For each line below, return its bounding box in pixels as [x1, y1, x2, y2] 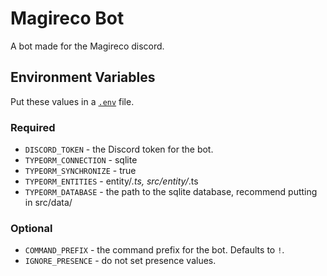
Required [10, 120, 56, 134]
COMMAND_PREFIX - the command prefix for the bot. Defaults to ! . [24, 244, 285, 256]
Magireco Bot [10, 7, 125, 30]
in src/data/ [24, 197, 73, 209]
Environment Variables [10, 69, 156, 86]
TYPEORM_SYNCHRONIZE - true [24, 165, 137, 177]
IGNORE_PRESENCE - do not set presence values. [24, 255, 217, 267]
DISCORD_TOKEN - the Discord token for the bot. [24, 143, 214, 156]
